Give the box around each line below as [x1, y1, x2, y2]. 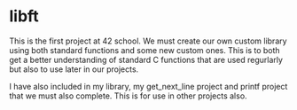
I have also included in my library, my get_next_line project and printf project [9, 81, 288, 91]
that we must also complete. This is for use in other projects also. [9, 90, 247, 101]
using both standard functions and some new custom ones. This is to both [9, 44, 281, 55]
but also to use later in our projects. [9, 64, 139, 75]
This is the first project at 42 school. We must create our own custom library [9, 35, 287, 46]
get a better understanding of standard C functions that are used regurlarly [9, 54, 284, 65]
